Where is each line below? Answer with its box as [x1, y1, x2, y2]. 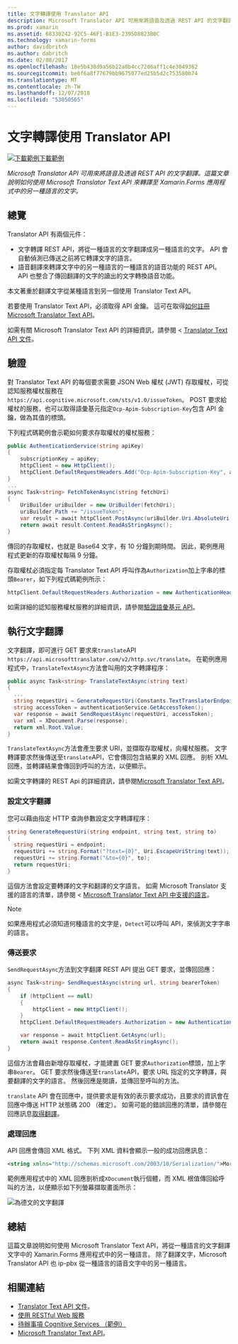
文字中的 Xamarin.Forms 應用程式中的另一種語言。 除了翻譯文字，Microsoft [7, 1250, 227, 1258]
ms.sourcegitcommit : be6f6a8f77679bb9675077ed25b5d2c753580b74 [7, 70, 198, 77]
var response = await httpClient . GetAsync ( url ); [20, 1031, 166, 1039]
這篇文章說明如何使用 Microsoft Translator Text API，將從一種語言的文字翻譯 [7, 1241, 231, 1250]
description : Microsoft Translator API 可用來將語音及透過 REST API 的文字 [7, 17, 223, 24]
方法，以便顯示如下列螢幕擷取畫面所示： [19, 1183, 138, 1192]
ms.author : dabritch [7, 50, 69, 58]
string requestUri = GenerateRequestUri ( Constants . [13, 698, 170, 705]
